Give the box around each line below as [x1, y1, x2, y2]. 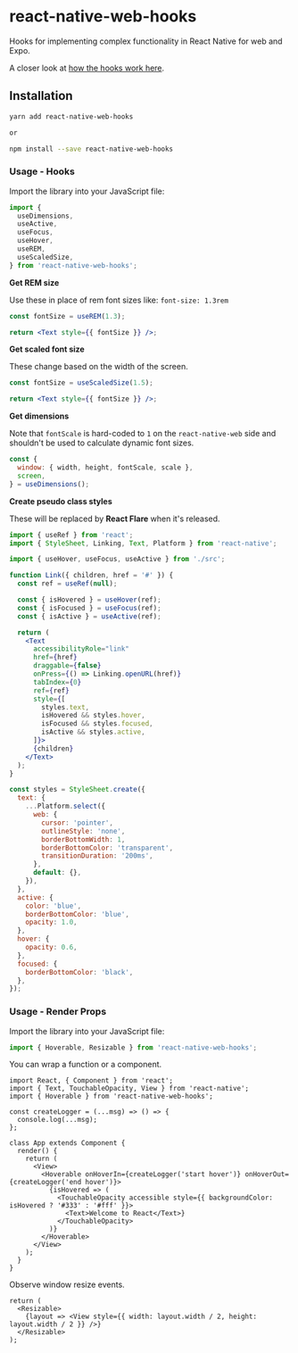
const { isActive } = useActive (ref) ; [17, 611, 162, 621]
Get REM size [9, 277, 60, 287]
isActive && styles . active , [41, 727, 145, 737]
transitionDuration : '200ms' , [41, 851, 153, 860]
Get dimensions [9, 411, 70, 421]
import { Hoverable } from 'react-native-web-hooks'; [9, 1092, 214, 1101]
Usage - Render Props [9, 1006, 107, 1018]
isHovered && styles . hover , [41, 711, 145, 720]
